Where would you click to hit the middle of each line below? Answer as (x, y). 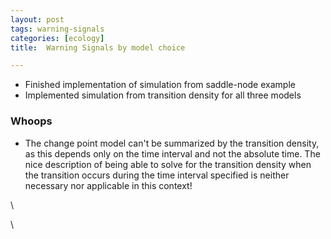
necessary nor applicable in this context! (108, 185)
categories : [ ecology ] (57, 38)
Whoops (31, 121)
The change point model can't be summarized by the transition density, (172, 143)
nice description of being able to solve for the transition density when (168, 164)
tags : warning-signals (57, 29)
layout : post (37, 19)
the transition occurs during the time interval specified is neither (157, 175)
